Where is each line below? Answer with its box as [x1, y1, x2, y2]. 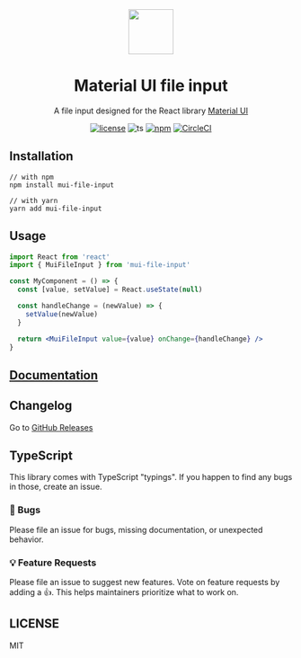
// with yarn [9, 196, 58, 205]
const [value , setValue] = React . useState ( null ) [17, 285, 203, 295]
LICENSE [9, 616, 60, 632]
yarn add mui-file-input [9, 204, 102, 213]
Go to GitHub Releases [9, 422, 93, 432]
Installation [9, 148, 74, 164]
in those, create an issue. [9, 481, 102, 493]
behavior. [9, 534, 44, 545]
